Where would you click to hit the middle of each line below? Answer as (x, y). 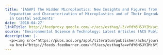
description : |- (21, 36)
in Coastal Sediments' (32, 18)
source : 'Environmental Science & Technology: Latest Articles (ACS (76, 32)
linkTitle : (16, 27)
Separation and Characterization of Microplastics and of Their (76, 14)
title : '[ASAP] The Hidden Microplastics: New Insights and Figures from (81, 9)
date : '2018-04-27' (25, 23)
